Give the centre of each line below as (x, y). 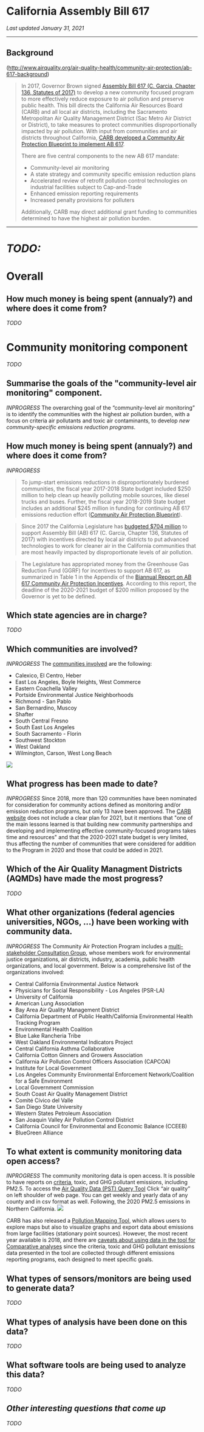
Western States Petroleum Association (63, 1113)
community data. (39, 931)
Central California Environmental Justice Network (77, 983)
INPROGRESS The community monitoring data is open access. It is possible (101, 1176)
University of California (44, 997)
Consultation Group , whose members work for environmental (114, 952)
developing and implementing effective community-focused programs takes (101, 830)
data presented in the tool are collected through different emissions (90, 1253)
